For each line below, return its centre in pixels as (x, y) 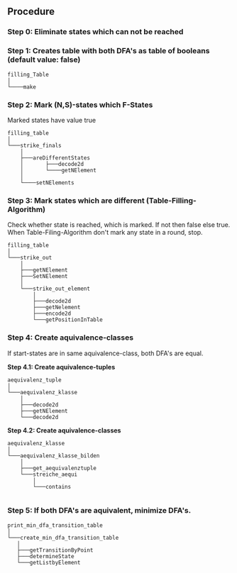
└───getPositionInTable (68, 320)
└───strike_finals (34, 145)
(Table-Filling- (171, 200)
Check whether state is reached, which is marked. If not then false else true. (119, 225)
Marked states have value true (52, 120)
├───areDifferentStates (55, 158)
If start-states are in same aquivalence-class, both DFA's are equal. (105, 353)
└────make (22, 87)
